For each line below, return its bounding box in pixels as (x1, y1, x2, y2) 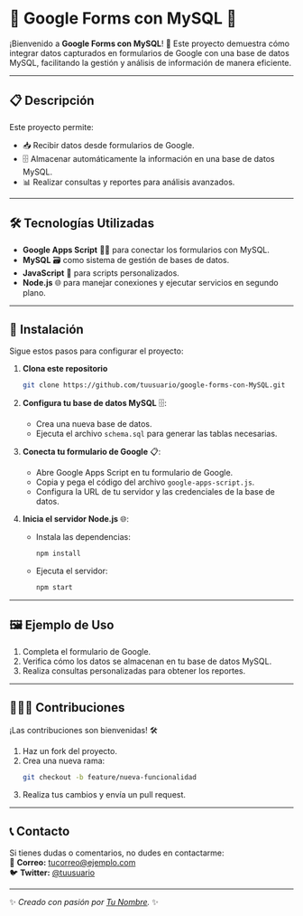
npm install (35, 549, 81, 559)
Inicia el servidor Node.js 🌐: (22, 514, 129, 524)
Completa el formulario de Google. (22, 646, 151, 656)
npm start (35, 583, 74, 592)
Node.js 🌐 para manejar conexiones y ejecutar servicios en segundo (22, 277, 279, 288)
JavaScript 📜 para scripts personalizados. (22, 267, 180, 279)
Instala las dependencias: (35, 532, 131, 543)
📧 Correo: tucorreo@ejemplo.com (9, 857, 136, 868)
